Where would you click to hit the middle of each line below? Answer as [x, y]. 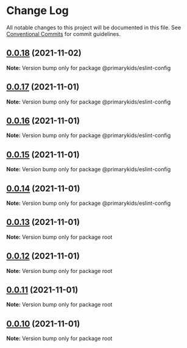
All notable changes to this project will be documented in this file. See [94, 27]
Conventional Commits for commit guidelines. [63, 34]
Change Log [37, 11]
